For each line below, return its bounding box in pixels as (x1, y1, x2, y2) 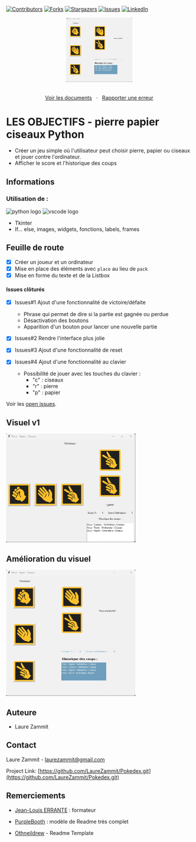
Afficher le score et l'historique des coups (14, 160, 117, 167)
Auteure (6, 707, 37, 717)
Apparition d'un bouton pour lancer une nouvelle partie (23, 323, 158, 330)
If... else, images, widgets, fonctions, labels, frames (14, 225, 140, 233)
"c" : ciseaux (32, 376, 64, 383)
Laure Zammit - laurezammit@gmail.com (6, 756, 105, 763)
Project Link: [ (6, 767, 40, 774)
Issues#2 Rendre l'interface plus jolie (14, 334, 105, 342)
